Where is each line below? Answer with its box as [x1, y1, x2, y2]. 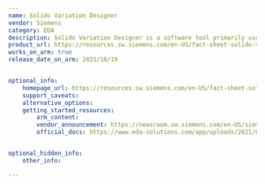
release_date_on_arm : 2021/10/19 [8, 56, 118, 64]
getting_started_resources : [22, 106, 114, 115]
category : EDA [8, 26, 55, 34]
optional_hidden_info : [8, 149, 83, 157]
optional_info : [8, 77, 58, 84]
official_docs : [36, 128, 87, 137]
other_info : [22, 156, 62, 164]
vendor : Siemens [8, 19, 62, 27]
